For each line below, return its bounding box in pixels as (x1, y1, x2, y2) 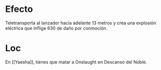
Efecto (5, 3, 33, 15)
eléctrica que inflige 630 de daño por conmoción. (5, 25, 108, 31)
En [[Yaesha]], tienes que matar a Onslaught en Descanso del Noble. (5, 59, 147, 65)
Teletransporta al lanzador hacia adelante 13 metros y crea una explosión (5, 20, 156, 26)
